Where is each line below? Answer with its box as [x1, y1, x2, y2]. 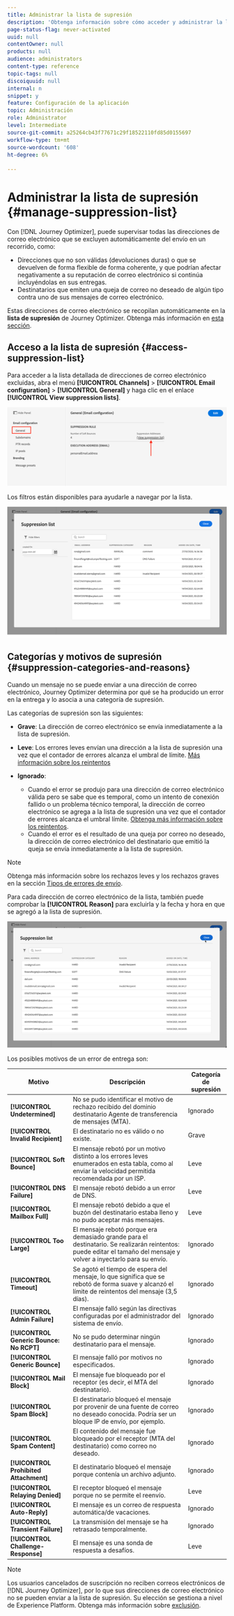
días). [72, 1294, 89, 1302]
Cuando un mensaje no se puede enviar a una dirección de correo [7, 680, 197, 689]
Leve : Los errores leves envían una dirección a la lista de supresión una [17, 743, 223, 751]
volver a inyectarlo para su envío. [72, 1255, 168, 1263]
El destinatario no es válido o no [72, 1127, 164, 1136]
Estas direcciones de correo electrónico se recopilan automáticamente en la [7, 307, 226, 315]
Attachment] [10, 1474, 48, 1482]
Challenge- [10, 1542, 45, 1550]
